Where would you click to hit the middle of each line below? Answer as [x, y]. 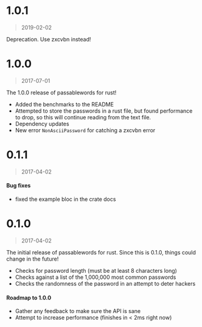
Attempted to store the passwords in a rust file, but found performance [104, 111]
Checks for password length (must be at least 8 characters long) [96, 270]
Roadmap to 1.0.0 [29, 297]
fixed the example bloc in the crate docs [65, 199]
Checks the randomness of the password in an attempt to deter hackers [105, 283]
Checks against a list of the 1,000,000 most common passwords [96, 277]
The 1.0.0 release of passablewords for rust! [61, 93]
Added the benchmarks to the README [64, 104]
